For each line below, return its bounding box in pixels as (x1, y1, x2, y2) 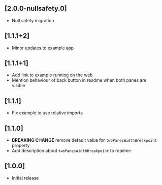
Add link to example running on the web (11, 72, 93, 78)
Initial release (11, 175, 39, 181)
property (11, 143, 30, 149)
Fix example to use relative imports (11, 110, 83, 116)
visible (11, 83, 25, 89)
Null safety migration (11, 17, 55, 23)
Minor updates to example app (11, 45, 74, 51)
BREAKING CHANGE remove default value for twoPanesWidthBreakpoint (11, 137, 157, 143)
